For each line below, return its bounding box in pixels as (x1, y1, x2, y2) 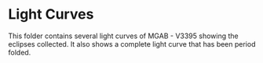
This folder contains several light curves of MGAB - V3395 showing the (8, 31, 239, 40)
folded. (8, 47, 31, 57)
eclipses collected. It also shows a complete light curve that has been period (8, 39, 256, 48)
